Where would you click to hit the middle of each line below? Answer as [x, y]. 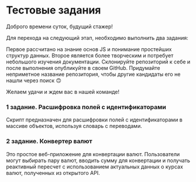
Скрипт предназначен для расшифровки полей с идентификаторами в [94, 120]
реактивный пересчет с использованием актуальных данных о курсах [94, 166]
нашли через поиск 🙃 [34, 80]
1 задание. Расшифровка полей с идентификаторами [86, 107]
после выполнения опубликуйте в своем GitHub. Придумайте [83, 68]
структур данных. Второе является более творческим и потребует [90, 55]
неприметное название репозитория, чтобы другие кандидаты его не [93, 74]
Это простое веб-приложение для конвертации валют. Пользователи [93, 154]
